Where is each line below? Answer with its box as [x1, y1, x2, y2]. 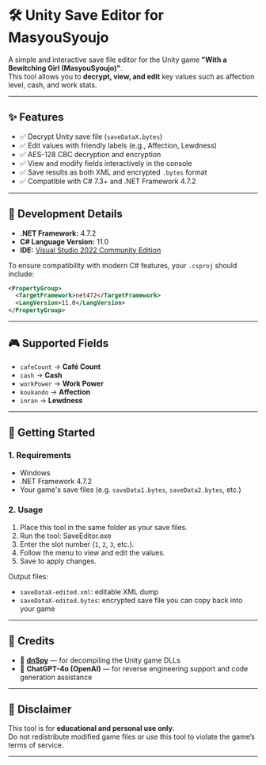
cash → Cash [19, 370, 63, 379]
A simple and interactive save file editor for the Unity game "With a [8, 55, 227, 64]
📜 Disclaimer [8, 703, 72, 717]
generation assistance [19, 672, 93, 682]
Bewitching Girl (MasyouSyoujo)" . [8, 63, 123, 72]
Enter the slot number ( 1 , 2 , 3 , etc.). [19, 539, 135, 548]
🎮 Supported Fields [8, 336, 109, 350]
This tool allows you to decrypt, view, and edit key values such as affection [8, 71, 255, 81]
